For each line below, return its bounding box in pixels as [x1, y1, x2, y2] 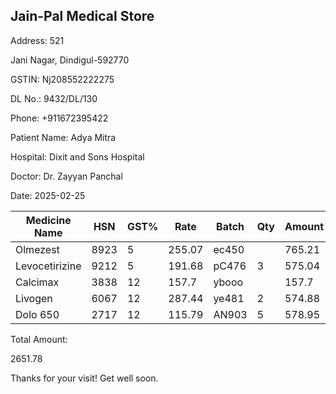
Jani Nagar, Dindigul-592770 [10, 54, 130, 66]
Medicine [25, 213, 72, 227]
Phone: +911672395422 [10, 112, 109, 124]
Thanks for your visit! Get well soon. [10, 372, 159, 384]
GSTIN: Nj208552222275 [10, 73, 115, 85]
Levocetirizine [15, 259, 82, 273]
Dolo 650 [15, 307, 60, 321]
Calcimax [15, 275, 60, 289]
